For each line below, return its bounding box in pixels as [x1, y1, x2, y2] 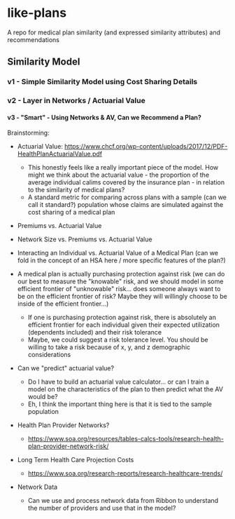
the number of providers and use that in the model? [27, 504, 176, 513]
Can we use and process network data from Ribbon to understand [27, 497, 219, 505]
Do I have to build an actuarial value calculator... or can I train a [27, 377, 210, 386]
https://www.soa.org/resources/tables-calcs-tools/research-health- [27, 435, 224, 443]
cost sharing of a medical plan [27, 208, 115, 217]
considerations [27, 351, 71, 359]
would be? [27, 393, 58, 401]
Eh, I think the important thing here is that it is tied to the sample [27, 400, 212, 408]
